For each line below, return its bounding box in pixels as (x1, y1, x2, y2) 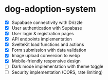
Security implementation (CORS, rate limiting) (11, 69, 103, 75)
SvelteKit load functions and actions (11, 41, 84, 47)
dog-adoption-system (4, 3, 96, 15)
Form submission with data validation (11, 47, 87, 53)
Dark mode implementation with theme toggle (11, 63, 104, 69)
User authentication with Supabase (11, 25, 82, 31)
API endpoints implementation (11, 36, 72, 42)
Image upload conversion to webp (11, 53, 80, 59)
